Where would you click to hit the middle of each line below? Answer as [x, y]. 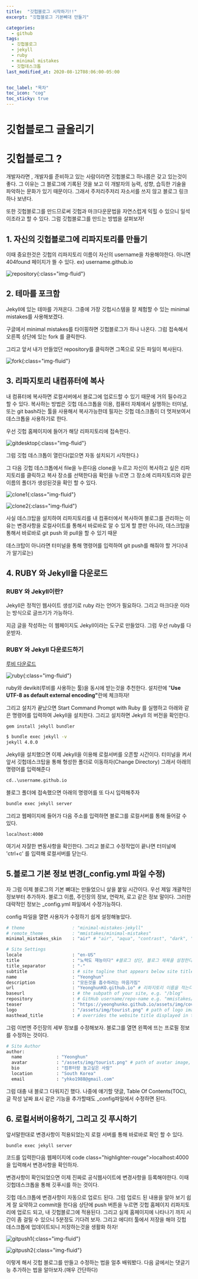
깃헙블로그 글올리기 [50, 130]
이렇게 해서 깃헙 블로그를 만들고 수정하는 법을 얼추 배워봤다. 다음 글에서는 [90, 1262]
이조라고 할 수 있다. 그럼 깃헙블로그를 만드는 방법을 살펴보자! [75, 219]
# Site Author [24, 1046]
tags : [13, 39]
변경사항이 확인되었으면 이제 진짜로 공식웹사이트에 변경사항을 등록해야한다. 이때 [98, 1177]
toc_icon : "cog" [26, 93]
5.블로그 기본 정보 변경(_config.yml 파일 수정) [86, 874]
